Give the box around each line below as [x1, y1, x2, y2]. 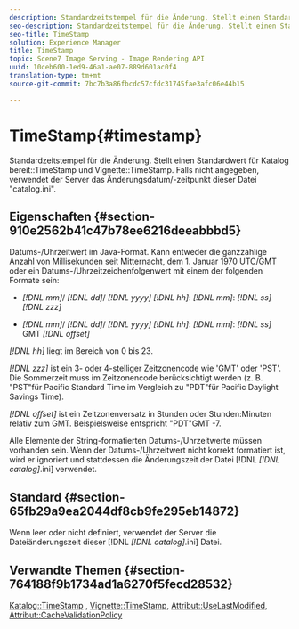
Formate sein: [9, 275, 60, 286]
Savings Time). [9, 391, 64, 402]
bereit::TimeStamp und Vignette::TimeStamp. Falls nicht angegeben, [9, 164, 260, 175]
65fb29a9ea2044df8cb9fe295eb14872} [9, 503, 240, 519]
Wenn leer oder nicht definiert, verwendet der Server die [9, 527, 217, 538]
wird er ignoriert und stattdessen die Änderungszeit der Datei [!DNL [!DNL [9, 454, 280, 465]
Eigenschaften [9, 208, 92, 224]
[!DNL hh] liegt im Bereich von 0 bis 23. [9, 346, 154, 356]
